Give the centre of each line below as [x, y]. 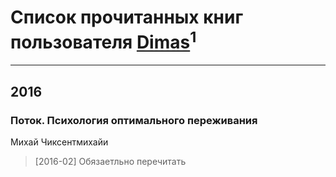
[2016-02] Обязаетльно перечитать [110, 161]
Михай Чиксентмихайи [59, 142]
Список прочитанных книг [127, 17]
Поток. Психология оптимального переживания [134, 120]
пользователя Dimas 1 [103, 40]
